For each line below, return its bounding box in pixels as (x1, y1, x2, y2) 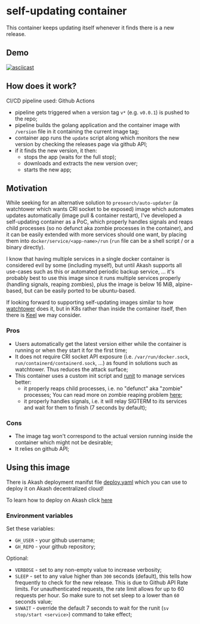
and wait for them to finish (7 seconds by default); (23, 403, 147, 411)
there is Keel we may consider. (6, 312, 82, 319)
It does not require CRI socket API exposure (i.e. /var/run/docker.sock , (14, 352, 190, 360)
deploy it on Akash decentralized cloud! (6, 484, 104, 492)
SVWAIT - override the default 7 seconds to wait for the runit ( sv (14, 604, 169, 612)
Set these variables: (6, 525, 56, 532)
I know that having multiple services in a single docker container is (6, 255, 170, 263)
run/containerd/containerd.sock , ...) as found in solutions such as (14, 359, 178, 366)
